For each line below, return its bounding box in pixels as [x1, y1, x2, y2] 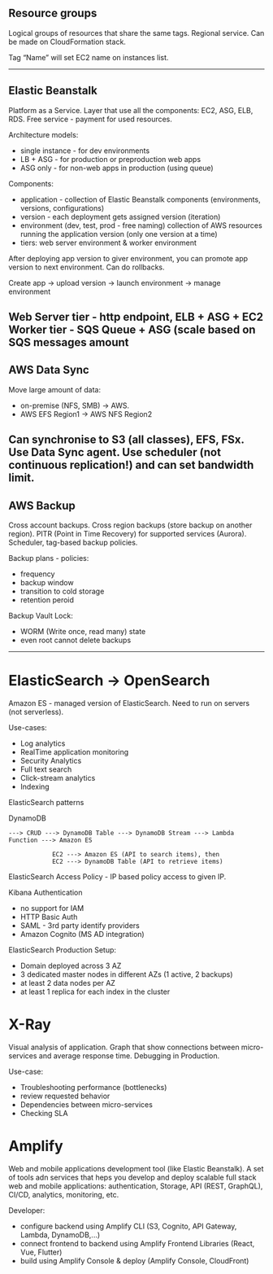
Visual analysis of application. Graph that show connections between [8, 1042, 240, 1052]
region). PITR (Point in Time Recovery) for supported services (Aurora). [8, 529, 247, 539]
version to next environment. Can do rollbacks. [8, 262, 165, 272]
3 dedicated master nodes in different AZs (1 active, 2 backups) [19, 969, 233, 979]
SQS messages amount [8, 335, 129, 349]
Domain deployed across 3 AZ [19, 961, 122, 970]
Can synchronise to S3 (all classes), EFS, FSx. [8, 433, 245, 447]
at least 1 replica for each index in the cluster [19, 987, 171, 996]
